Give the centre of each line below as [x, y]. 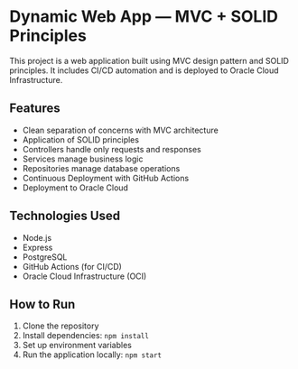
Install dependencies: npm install [85, 336]
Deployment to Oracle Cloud [75, 188]
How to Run [42, 304]
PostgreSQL [45, 257]
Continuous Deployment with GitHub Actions [106, 178]
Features [35, 109]
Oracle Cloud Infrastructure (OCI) [84, 276]
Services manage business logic [83, 159]
